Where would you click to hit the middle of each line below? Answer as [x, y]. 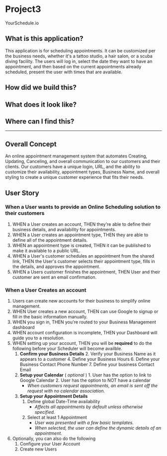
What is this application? [44, 39]
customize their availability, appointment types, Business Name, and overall [83, 172]
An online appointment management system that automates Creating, [76, 156]
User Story [22, 193]
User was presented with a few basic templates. [84, 423]
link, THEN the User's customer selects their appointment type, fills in [83, 261]
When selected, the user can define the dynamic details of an [98, 428]
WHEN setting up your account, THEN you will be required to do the [82, 343]
